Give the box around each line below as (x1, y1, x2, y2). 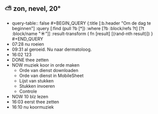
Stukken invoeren (19, 83, 55, 89)
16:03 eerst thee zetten (11, 99, 59, 105)
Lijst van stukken (19, 77, 54, 83)
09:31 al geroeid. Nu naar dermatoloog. (11, 46, 92, 52)
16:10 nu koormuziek (11, 104, 54, 110)
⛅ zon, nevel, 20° (4, 4, 61, 13)
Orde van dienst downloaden (19, 67, 79, 73)
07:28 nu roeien (11, 41, 44, 47)
